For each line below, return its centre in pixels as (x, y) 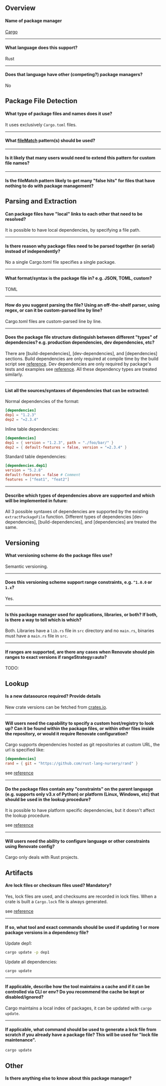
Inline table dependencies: (32, 429)
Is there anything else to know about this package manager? (68, 1078)
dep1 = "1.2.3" (21, 415)
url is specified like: (25, 750)
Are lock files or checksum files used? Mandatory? (59, 885)
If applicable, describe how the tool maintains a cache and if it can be (78, 987)
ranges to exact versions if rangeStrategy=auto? (56, 657)
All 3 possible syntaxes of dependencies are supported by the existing (77, 512)
